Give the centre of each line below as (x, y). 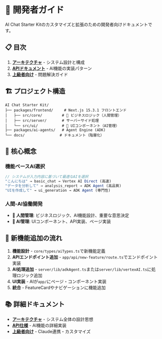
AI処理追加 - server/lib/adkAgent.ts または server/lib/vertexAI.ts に (82, 269)
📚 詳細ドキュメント (35, 305)
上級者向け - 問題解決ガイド (40, 74)
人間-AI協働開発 (24, 204)
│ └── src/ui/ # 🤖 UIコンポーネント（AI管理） (62, 126)
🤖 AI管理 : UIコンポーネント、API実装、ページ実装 (61, 221)
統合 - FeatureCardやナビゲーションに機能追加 (59, 287)
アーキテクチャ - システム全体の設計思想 (53, 319)
